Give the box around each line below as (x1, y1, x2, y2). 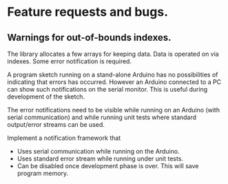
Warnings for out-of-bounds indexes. (7, 32, 172, 43)
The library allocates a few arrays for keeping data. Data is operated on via (7, 50, 219, 58)
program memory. (17, 170, 69, 177)
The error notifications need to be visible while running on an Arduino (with (7, 106, 220, 114)
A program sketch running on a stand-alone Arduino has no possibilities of (7, 70, 218, 79)
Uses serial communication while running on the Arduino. (17, 147, 180, 155)
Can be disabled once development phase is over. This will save (17, 162, 199, 170)
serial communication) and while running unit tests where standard (7, 113, 197, 121)
